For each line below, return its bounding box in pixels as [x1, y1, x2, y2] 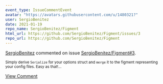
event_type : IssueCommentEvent [5, 7, 72, 13]
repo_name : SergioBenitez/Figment [5, 26, 79, 32]
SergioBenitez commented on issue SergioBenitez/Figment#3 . [5, 49, 136, 56]
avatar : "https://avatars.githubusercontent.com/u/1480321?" [5, 12, 138, 17]
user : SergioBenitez [5, 17, 50, 22]
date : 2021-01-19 [5, 21, 42, 27]
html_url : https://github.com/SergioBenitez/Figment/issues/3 [5, 31, 141, 36]
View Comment [5, 73, 38, 79]
